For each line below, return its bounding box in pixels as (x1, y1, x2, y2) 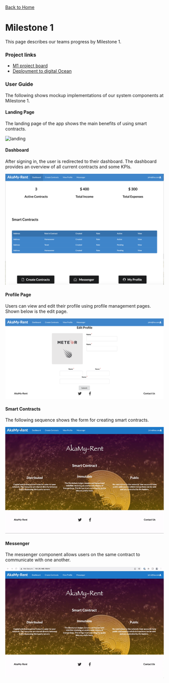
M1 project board (12, 63, 48, 69)
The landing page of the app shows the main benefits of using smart (5, 120, 147, 126)
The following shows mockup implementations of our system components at (5, 92, 164, 98)
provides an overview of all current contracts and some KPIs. (5, 164, 132, 170)
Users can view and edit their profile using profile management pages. (5, 303, 151, 309)
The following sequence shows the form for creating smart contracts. (5, 417, 149, 423)
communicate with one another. (5, 557, 71, 563)
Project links (5, 51, 37, 58)
